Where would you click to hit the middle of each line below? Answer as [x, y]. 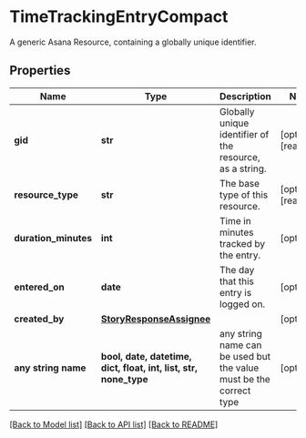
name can [241, 345]
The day [237, 270]
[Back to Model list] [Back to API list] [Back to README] [114, 424]
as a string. [243, 168]
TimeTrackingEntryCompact [119, 17]
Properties [40, 71]
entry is [236, 292]
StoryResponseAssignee [156, 319]
